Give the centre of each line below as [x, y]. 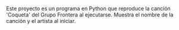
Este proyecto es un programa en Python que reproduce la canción [88, 9]
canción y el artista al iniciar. [41, 21]
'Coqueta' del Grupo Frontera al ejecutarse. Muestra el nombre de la [90, 15]
